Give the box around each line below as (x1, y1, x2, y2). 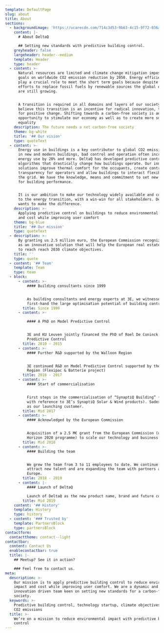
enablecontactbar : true (9, 548, 58, 553)
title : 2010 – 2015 (22, 341, 62, 346)
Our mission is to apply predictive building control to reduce (14, 580, 147, 585)
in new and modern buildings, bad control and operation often (18, 152, 150, 157)
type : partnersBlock (14, 525, 56, 530)
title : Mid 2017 (22, 408, 56, 414)
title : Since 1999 (22, 305, 60, 311)
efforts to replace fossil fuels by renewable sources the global (18, 84, 156, 89)
